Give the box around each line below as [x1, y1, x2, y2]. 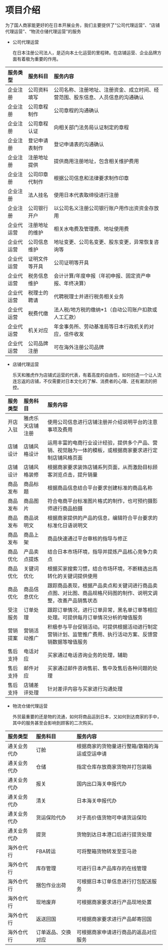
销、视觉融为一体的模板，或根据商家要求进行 [47, 446, 153, 453]
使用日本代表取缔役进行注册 [53, 191, 119, 198]
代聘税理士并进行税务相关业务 [53, 293, 124, 300]
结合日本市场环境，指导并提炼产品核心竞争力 [47, 548, 153, 555]
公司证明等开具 [53, 259, 89, 266]
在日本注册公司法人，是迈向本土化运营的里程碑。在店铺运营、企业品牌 [12, 50, 157, 56]
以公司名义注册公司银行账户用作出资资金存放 [53, 204, 159, 211]
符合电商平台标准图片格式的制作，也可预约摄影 [47, 497, 158, 504]
